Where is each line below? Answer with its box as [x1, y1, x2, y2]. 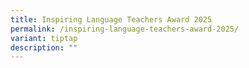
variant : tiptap [10, 33, 78, 43]
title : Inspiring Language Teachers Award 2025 [10, 14, 213, 25]
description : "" [10, 42, 78, 53]
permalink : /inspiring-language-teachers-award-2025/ [10, 24, 240, 34]
